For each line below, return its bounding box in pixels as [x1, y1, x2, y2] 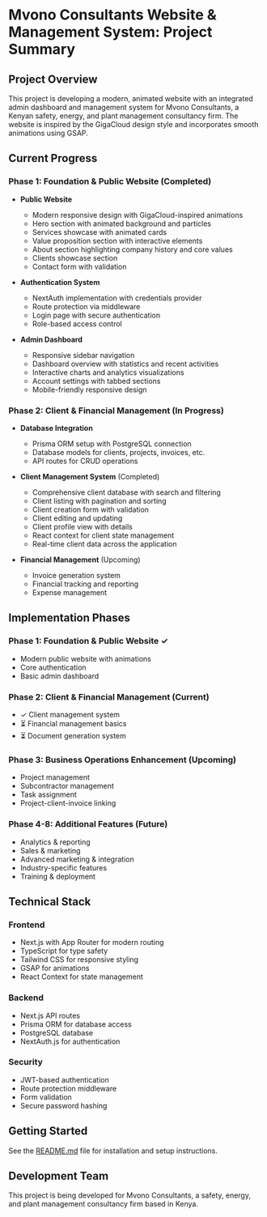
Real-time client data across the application [32, 538, 177, 548]
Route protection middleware [19, 1083, 117, 1093]
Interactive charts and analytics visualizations [32, 367, 184, 377]
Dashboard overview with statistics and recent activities [32, 359, 219, 368]
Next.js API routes [19, 1011, 81, 1020]
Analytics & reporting [19, 836, 91, 847]
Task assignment [19, 789, 77, 799]
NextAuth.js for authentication [19, 1036, 121, 1046]
